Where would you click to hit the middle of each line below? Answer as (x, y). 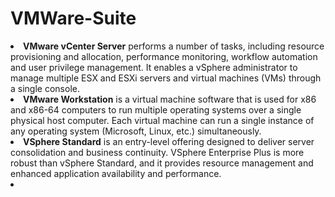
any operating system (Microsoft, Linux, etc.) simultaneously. (136, 131)
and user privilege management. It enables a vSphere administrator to (154, 67)
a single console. (45, 88)
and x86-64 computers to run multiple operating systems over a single (156, 109)
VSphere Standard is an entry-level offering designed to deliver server (169, 141)
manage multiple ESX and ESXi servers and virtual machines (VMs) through (166, 78)
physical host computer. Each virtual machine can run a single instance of (162, 120)
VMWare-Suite (73, 18)
